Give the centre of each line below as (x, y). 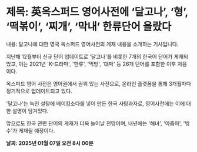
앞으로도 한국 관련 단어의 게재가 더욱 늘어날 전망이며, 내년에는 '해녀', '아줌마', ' (96, 123)
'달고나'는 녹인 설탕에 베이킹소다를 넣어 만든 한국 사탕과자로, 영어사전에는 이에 (96, 103)
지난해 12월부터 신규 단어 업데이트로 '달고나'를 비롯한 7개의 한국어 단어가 (89, 56)
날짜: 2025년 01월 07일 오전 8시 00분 (50, 143)
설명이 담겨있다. (30, 111)
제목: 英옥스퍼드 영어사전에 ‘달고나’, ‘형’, (97, 12)
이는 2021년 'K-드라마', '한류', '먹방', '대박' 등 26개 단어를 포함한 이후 (97, 64)
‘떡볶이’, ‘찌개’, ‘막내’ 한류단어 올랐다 (89, 27)
